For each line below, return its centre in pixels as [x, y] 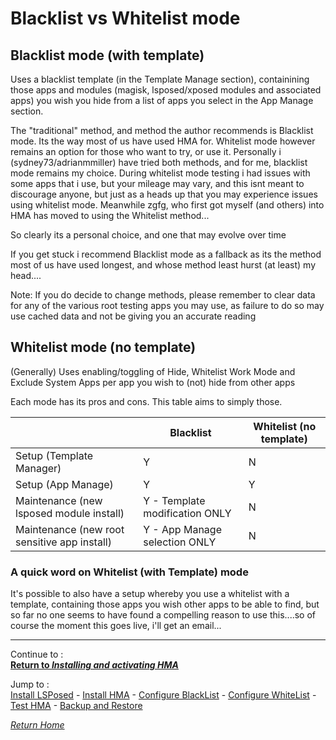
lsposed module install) [70, 513]
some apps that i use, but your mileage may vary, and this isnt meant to [157, 183]
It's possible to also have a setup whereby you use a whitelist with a [150, 594]
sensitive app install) [63, 542]
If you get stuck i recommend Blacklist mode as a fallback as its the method [166, 254]
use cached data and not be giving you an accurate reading [133, 316]
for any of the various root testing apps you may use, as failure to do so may [167, 305]
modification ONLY [187, 513]
